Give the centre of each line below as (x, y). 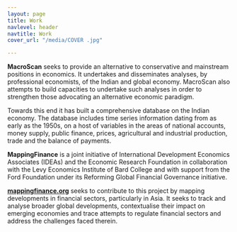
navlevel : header (33, 27)
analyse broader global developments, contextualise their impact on (106, 206)
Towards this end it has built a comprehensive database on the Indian (109, 111)
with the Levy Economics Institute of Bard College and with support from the (118, 170)
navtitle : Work (30, 34)
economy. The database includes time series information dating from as (112, 118)
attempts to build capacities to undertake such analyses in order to (105, 89)
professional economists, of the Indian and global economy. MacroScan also (119, 82)
